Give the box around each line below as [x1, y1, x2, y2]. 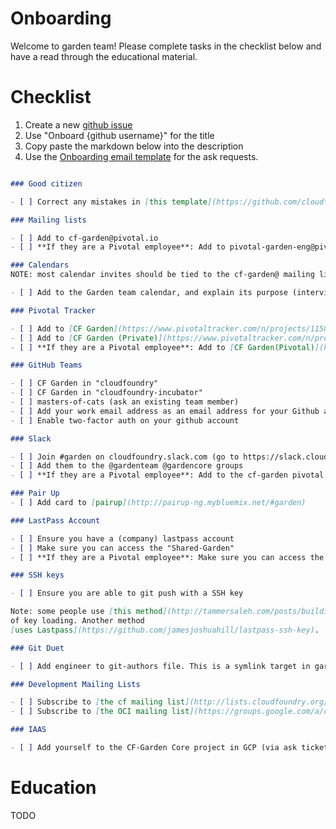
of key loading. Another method [10, 616, 145, 626]
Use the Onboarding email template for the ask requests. [24, 150, 259, 162]
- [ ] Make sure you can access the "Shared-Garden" [10, 543, 235, 553]
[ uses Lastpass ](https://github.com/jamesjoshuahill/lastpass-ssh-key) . [10, 625, 320, 635]
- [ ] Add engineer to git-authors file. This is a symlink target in [10, 661, 311, 671]
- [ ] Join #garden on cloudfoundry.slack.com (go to [10, 452, 240, 462]
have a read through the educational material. [10, 50, 198, 62]
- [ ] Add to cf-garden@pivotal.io [10, 233, 159, 243]
